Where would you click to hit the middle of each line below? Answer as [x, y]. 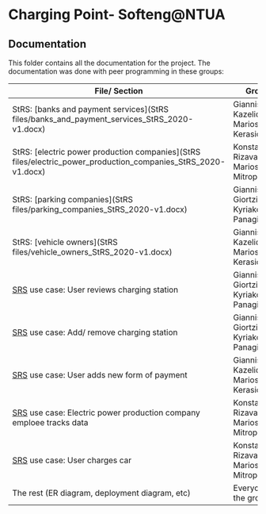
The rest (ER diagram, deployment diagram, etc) [102, 493]
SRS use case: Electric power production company [106, 412]
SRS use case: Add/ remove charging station [95, 332]
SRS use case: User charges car [72, 460]
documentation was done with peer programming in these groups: [116, 71]
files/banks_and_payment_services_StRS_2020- [103, 119]
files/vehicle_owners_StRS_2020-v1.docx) [92, 252]
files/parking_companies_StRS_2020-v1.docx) [100, 209]
